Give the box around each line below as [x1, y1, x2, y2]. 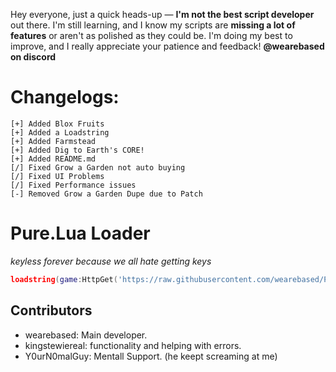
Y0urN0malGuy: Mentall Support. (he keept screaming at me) [24, 350, 278, 362]
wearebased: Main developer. [24, 329, 148, 341]
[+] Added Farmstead [10, 136, 97, 146]
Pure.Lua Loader [10, 222, 151, 245]
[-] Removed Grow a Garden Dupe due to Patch [10, 189, 203, 199]
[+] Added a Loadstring [10, 127, 110, 138]
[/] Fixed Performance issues [10, 180, 137, 190]
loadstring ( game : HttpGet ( [10, 274, 118, 284]
